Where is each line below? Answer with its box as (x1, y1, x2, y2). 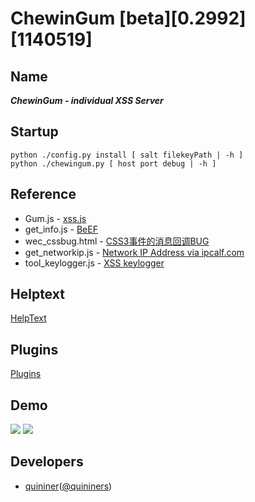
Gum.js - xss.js (24, 212, 87, 224)
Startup (10, 123, 59, 141)
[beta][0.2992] (118, 7, 247, 30)
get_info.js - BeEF (24, 223, 98, 235)
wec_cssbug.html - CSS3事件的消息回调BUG (24, 235, 210, 247)
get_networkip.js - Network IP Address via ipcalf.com (24, 246, 245, 258)
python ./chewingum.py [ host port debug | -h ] (10, 158, 217, 169)
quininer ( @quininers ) (24, 480, 113, 492)
